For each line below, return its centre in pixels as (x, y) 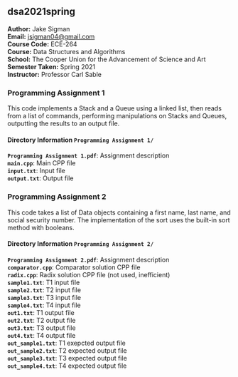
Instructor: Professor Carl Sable (54, 74)
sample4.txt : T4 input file (44, 305)
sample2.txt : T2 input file (44, 290)
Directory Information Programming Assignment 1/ (81, 140)
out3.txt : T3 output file (42, 328)
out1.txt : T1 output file (41, 312)
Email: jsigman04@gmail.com (51, 36)
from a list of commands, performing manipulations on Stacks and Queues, (117, 116)
